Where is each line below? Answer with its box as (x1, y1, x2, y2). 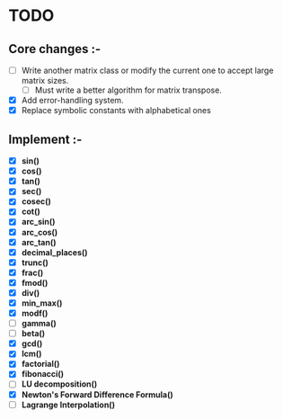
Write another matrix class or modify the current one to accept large (21, 65, 274, 76)
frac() (21, 267, 44, 278)
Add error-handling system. (21, 95, 124, 106)
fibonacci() (21, 369, 65, 379)
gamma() (21, 318, 57, 329)
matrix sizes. (21, 76, 69, 86)
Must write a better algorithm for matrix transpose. (34, 85, 222, 95)
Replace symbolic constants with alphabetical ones (21, 105, 212, 116)
